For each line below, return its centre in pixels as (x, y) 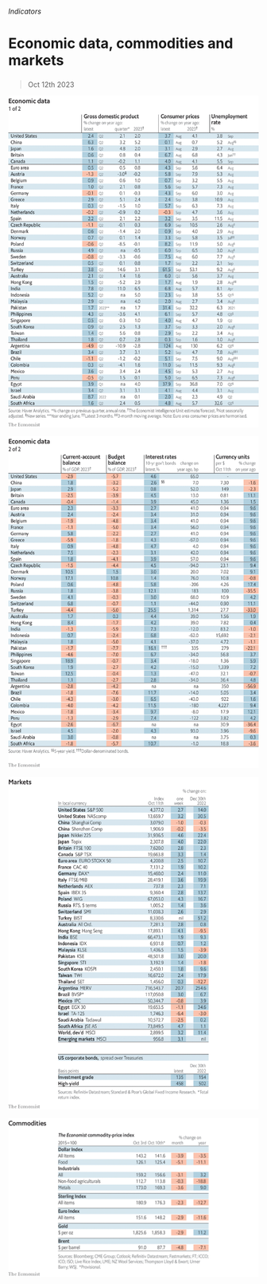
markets (36, 60)
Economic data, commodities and (121, 43)
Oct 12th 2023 (51, 85)
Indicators (25, 11)
